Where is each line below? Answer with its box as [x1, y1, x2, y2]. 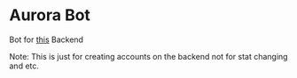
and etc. [9, 60, 40, 71]
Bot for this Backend [9, 34, 84, 45]
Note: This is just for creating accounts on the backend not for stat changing [9, 51, 288, 61]
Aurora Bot [9, 5, 91, 25]
